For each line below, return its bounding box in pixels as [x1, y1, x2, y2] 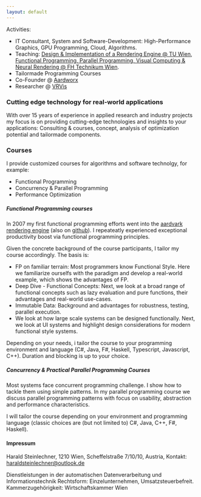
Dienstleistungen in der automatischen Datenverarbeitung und [6, 471, 162, 479]
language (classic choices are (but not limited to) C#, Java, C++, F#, [6, 419, 177, 427]
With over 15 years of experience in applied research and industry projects [6, 111, 193, 118]
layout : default [6, 9, 47, 15]
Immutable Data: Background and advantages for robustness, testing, [15, 302, 189, 309]
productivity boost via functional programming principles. [6, 233, 150, 241]
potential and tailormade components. [6, 131, 101, 138]
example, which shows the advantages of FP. [15, 276, 129, 283]
